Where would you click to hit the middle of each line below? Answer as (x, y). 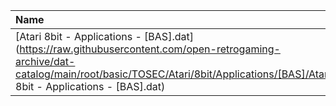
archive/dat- (45, 61)
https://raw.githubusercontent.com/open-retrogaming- (150, 49)
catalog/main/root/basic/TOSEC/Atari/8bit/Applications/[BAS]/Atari (173, 74)
